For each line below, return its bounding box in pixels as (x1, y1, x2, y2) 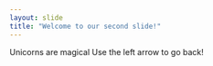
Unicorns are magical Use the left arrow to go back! (9, 46, 204, 57)
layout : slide (9, 13, 64, 23)
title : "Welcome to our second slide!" (9, 22, 162, 31)
